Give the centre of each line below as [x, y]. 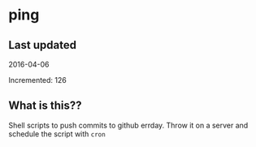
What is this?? [45, 106]
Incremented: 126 [37, 80]
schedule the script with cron [57, 134]
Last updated [43, 45]
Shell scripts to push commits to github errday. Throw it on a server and [128, 125]
